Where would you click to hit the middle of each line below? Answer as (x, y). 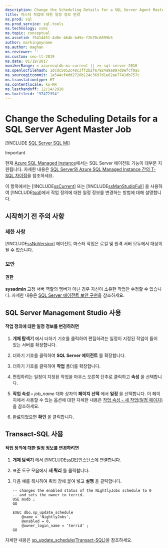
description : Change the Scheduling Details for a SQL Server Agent (78, 10)
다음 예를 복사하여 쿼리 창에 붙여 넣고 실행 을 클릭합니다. (67, 481)
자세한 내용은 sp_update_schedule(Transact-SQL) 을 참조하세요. (69, 540)
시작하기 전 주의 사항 (35, 216)
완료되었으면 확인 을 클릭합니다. (43, 417)
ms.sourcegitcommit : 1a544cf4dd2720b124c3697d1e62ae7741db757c (72, 75)
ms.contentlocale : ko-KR (31, 84)
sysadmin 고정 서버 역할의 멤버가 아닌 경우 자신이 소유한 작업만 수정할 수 (77, 289)
